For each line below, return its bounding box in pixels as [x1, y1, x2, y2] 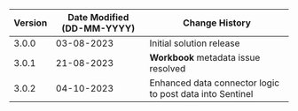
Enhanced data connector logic [149, 77, 280, 89]
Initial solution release [149, 37, 240, 49]
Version [13, 17, 48, 29]
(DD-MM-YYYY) [61, 22, 136, 34]
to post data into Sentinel [149, 88, 254, 100]
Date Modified [67, 11, 129, 23]
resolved [149, 63, 186, 74]
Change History [183, 17, 251, 29]
